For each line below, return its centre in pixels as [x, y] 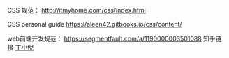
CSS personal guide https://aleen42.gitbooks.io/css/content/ [95, 24]
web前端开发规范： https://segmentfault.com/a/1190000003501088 [105, 38]
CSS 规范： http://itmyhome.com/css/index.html [77, 10]
